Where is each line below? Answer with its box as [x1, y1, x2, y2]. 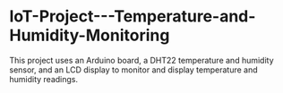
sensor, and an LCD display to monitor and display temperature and [9, 64, 258, 75]
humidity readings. [9, 73, 79, 84]
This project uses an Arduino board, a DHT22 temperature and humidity [9, 55, 275, 65]
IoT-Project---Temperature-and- [9, 6, 256, 27]
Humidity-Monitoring [9, 25, 170, 46]
